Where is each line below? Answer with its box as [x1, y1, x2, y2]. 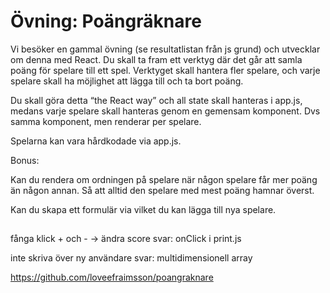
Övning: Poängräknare [10, 10, 202, 33]
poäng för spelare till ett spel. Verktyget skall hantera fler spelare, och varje [10, 64, 321, 76]
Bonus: [10, 154, 40, 166]
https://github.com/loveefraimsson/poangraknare [10, 271, 214, 284]
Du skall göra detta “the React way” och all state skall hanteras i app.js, [10, 94, 303, 106]
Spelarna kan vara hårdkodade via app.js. [10, 135, 182, 147]
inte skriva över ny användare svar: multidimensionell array [10, 252, 253, 264]
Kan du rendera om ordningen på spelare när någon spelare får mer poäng [10, 173, 318, 185]
